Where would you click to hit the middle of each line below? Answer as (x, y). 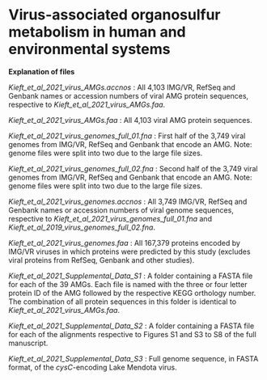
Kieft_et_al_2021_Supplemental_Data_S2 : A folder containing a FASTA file (131, 326)
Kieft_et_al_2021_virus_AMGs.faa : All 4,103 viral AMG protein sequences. (130, 120)
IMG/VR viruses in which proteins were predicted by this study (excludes (129, 251)
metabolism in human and (97, 32)
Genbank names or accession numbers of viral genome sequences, (121, 210)
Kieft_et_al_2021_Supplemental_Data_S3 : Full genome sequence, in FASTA (133, 358)
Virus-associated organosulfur (114, 15)
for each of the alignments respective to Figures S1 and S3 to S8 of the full (132, 334)
